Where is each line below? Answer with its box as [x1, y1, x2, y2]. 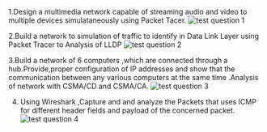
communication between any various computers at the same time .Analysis [8, 73, 259, 82]
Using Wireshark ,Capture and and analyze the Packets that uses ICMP [19, 97, 257, 106]
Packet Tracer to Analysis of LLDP [8, 40, 122, 49]
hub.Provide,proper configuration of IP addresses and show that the [8, 64, 235, 74]
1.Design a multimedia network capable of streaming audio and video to [8, 7, 248, 16]
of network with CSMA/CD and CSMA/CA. [8, 81, 150, 91]
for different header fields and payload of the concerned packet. [19, 105, 235, 115]
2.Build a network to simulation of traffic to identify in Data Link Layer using [8, 32, 260, 40]
